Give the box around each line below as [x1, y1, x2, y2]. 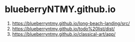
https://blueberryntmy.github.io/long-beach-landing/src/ [12, 20, 130, 26]
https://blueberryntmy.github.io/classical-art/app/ [12, 31, 116, 37]
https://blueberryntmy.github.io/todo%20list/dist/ [12, 25, 115, 31]
